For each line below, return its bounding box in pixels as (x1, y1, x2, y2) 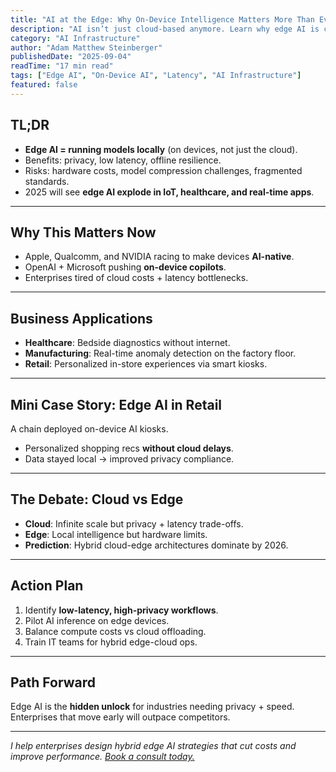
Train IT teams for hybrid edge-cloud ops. (24, 636, 198, 648)
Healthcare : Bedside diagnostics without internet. (24, 337, 231, 349)
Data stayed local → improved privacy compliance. (24, 453, 235, 465)
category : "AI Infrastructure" (10, 33, 141, 43)
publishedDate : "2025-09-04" (10, 52, 132, 62)
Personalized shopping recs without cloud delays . (24, 442, 234, 454)
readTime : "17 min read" (10, 61, 114, 71)
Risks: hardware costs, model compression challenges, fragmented (24, 164, 303, 176)
